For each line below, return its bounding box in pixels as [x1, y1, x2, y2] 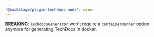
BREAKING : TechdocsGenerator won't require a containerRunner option [5, 21, 150, 27]
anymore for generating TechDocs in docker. [5, 26, 97, 32]
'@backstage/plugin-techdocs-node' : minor [5, 7, 95, 12]
